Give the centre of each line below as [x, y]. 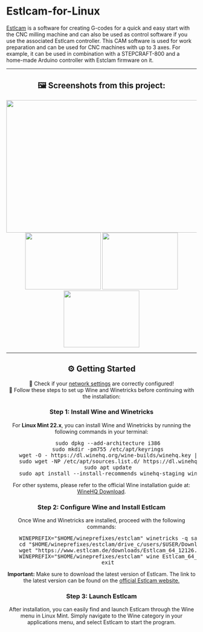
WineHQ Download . [101, 491]
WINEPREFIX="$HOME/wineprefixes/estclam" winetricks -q [104, 538]
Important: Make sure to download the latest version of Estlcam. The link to [101, 574]
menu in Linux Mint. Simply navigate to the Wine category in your [101, 616]
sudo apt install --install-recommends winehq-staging [102, 473]
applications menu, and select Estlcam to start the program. [101, 622]
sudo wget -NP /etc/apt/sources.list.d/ [80, 461]
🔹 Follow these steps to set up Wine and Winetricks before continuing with [101, 390]
